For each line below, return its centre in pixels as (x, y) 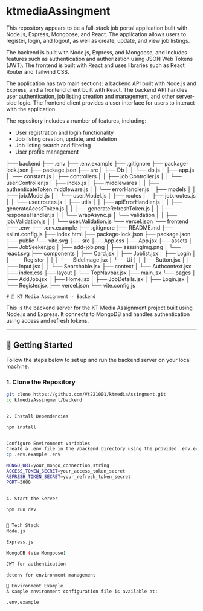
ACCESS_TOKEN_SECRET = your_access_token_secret (66, 471)
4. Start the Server (32, 499)
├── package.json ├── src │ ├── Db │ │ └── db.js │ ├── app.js (112, 170)
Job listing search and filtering (53, 145)
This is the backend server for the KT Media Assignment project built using (100, 308)
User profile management (47, 152)
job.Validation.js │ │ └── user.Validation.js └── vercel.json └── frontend (98, 221)
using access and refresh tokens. (48, 320)
